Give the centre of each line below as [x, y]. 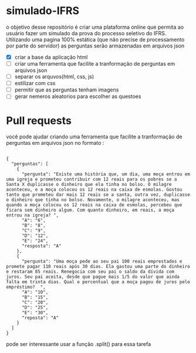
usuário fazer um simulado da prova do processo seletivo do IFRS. [86, 33]
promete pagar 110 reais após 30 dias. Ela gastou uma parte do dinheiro [98, 267]
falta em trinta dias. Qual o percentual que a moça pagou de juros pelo [98, 282]
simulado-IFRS [43, 11]
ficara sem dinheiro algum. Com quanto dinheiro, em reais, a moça [90, 210]
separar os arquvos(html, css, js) [54, 77]
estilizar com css [35, 83]
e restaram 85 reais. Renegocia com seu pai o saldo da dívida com [90, 272]
